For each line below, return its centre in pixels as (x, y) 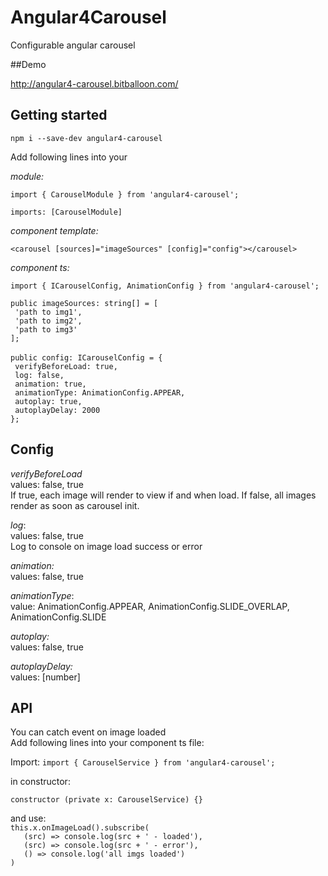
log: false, (39, 375)
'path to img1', (48, 312)
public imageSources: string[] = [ (84, 303)
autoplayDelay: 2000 (57, 410)
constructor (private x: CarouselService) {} (106, 800)
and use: (28, 818)
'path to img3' (46, 329)
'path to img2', (48, 321)
